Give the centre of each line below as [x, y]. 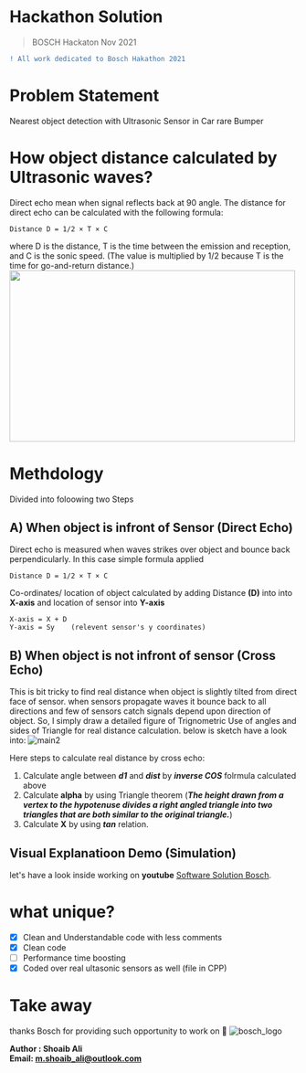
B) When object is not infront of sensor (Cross [142, 655]
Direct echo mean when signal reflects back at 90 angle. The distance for [148, 202]
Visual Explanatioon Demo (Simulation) [123, 853]
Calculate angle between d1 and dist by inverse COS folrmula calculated [159, 776]
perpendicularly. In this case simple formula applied [106, 559]
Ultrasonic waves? [81, 177]
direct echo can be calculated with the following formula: [116, 212]
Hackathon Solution [86, 17]
